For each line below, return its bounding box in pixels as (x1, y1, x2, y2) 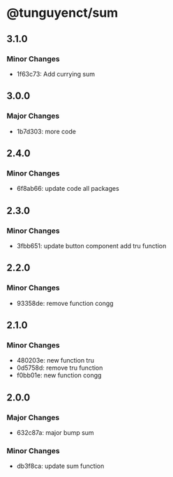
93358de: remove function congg (16, 299, 114, 307)
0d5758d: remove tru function (16, 363, 103, 372)
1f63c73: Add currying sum (16, 69, 96, 78)
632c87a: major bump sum (16, 429, 95, 436)
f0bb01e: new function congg (16, 371, 102, 379)
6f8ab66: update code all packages (16, 184, 119, 193)
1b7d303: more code (16, 127, 76, 135)
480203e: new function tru (16, 356, 95, 365)
